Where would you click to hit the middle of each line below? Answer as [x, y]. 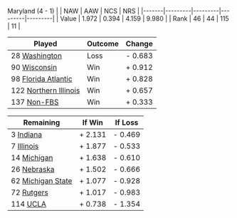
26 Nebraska [33, 169]
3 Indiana [27, 134]
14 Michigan [32, 158]
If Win [93, 123]
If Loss [127, 123]
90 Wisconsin [34, 67]
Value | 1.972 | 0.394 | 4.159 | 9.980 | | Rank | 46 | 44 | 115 [144, 19]
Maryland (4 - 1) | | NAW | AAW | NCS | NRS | [74, 11]
